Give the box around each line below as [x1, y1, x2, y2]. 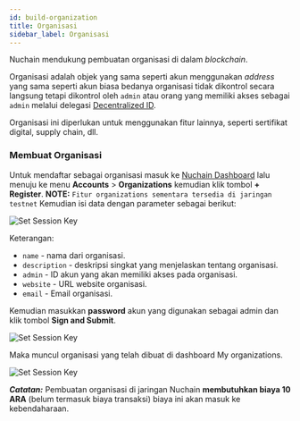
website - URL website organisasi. [21, 278, 147, 289]
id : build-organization [9, 13, 98, 22]
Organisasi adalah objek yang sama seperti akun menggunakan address [9, 72, 275, 82]
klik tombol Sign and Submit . [9, 315, 116, 325]
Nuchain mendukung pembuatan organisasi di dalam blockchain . [9, 55, 248, 65]
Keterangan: [9, 232, 54, 243]
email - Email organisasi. [21, 288, 113, 299]
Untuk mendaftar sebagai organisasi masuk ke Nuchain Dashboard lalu [9, 169, 271, 180]
